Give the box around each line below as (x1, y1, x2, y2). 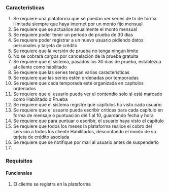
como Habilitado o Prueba (13, 96, 68, 102)
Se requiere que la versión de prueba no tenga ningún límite (13, 48, 139, 54)
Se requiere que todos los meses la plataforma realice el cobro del (13, 123, 152, 129)
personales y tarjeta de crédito (13, 43, 78, 49)
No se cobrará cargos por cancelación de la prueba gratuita (13, 53, 139, 59)
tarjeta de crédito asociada (13, 134, 70, 140)
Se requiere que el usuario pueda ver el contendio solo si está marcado (13, 91, 163, 97)
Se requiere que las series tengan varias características (13, 69, 130, 75)
